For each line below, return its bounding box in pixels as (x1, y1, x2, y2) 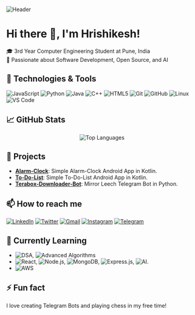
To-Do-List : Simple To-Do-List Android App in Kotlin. (15, 174, 148, 181)
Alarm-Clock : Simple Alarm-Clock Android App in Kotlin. (15, 168, 157, 175)
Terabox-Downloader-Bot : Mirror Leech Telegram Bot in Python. (15, 180, 178, 188)
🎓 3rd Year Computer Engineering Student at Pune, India (6, 47, 151, 55)
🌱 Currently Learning (6, 235, 87, 246)
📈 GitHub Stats (6, 115, 66, 125)
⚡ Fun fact (6, 283, 46, 293)
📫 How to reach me (6, 198, 83, 209)
